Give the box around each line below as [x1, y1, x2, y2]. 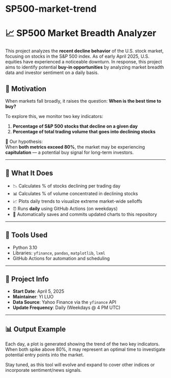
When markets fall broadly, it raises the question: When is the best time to [5, 98, 161, 104]
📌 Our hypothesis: [5, 138, 43, 145]
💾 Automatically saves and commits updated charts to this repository [12, 211, 157, 217]
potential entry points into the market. [5, 352, 84, 358]
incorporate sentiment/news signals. [5, 367, 82, 373]
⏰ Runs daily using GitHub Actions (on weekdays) [12, 205, 118, 211]
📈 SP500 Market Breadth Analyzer [5, 28, 157, 39]
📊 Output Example [5, 325, 66, 334]
